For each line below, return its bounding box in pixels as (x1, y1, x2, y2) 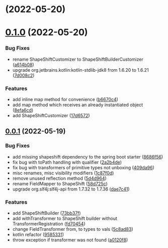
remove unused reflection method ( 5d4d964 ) (12, 175, 107, 181)
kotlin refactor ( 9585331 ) (12, 231, 64, 237)
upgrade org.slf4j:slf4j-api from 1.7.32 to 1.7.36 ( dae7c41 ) (12, 186, 130, 192)
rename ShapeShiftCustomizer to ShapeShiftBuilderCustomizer (12, 56, 143, 62)
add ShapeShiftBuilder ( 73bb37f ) (12, 210, 81, 216)
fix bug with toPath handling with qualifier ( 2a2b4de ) (12, 159, 122, 165)
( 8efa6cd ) (12, 107, 34, 113)
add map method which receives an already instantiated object (12, 102, 143, 108)
